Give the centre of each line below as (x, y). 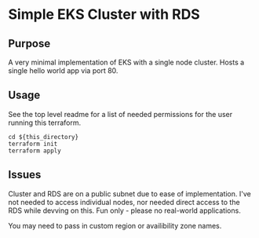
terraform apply (35, 151)
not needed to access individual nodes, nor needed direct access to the (124, 202)
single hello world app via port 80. (63, 71)
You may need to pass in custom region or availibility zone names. (115, 225)
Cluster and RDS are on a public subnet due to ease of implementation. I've (129, 193)
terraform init (33, 144)
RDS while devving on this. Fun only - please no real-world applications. (124, 211)
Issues (25, 175)
